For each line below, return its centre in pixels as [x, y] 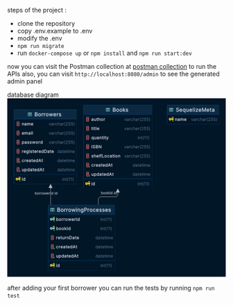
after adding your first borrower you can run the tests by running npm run [111, 288]
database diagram [33, 94]
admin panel [25, 81]
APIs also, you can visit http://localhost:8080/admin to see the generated [113, 74]
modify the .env [40, 38]
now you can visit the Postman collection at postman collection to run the [112, 66]
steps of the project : [37, 10]
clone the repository [46, 23]
